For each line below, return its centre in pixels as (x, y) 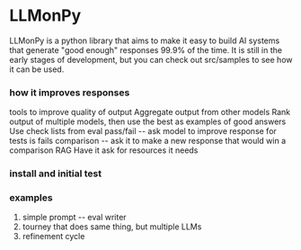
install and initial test (55, 174)
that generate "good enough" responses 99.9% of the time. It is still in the (146, 49)
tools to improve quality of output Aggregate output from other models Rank (150, 112)
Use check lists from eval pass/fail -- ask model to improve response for (143, 131)
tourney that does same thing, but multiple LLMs (112, 227)
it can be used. (37, 69)
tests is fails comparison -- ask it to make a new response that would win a (148, 141)
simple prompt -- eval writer (75, 218)
